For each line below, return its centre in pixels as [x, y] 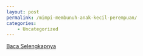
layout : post [23, 12]
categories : [21, 23]
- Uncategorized [38, 29]
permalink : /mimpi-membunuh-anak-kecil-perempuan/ [72, 18]
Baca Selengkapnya [31, 46]
